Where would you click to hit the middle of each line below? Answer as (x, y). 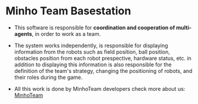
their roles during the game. (48, 77)
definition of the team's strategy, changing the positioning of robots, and (103, 71)
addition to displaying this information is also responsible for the (93, 65)
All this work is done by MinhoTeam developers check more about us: (100, 88)
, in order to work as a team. (66, 33)
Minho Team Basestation (69, 11)
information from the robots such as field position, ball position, (92, 51)
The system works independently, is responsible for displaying (91, 45)
